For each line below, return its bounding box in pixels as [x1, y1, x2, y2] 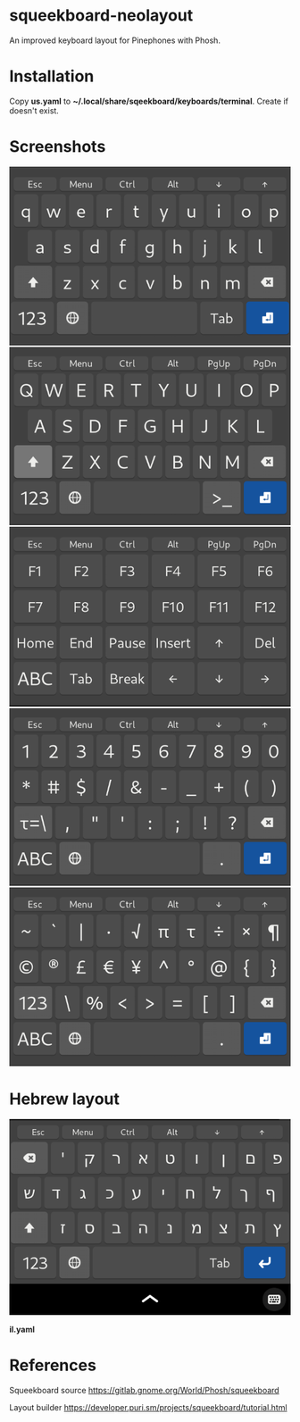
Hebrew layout [9, 1089, 121, 1108]
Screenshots [9, 137, 106, 157]
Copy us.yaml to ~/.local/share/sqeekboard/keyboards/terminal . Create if [9, 96, 288, 106]
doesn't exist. [9, 105, 60, 116]
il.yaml [9, 1324, 36, 1334]
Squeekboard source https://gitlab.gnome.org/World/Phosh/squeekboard [9, 1384, 279, 1395]
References [9, 1355, 96, 1376]
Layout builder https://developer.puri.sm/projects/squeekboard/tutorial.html [9, 1401, 287, 1412]
